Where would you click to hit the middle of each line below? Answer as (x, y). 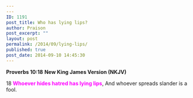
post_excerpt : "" (27, 33)
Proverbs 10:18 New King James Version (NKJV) (66, 72)
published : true (26, 50)
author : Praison (26, 28)
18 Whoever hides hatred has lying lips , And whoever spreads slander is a (97, 83)
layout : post (22, 39)
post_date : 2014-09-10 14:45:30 (45, 55)
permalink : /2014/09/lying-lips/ (47, 45)
